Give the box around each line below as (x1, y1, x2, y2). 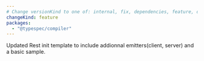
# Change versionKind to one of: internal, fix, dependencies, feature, (6, 8, 194, 15)
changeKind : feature (6, 14, 59, 20)
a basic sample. (6, 48, 46, 56)
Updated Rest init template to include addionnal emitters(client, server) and (6, 42, 194, 49)
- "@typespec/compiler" (12, 25, 72, 32)
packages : (6, 20, 32, 26)
